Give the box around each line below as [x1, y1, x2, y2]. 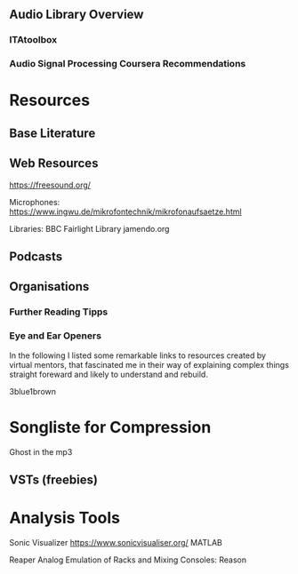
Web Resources [9, 155, 99, 171]
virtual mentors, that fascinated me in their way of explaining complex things [9, 359, 289, 370]
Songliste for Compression [9, 417, 212, 437]
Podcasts [9, 249, 63, 265]
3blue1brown [9, 386, 56, 396]
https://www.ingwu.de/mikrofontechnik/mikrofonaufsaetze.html [9, 206, 242, 217]
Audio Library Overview [9, 7, 144, 22]
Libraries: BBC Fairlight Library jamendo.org [9, 223, 170, 234]
